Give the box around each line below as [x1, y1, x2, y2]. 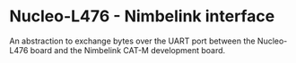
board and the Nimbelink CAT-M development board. [30, 44, 226, 55]
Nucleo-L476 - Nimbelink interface [9, 6, 275, 27]
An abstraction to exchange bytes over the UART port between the [9, 35, 256, 46]
